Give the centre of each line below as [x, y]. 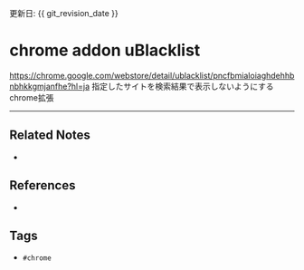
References [43, 185]
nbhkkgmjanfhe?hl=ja [50, 86]
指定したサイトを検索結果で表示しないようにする [183, 86]
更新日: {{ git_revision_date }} [64, 13]
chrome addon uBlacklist [105, 50]
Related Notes [50, 135]
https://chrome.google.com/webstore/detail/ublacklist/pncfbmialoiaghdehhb [152, 75]
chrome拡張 [32, 97]
